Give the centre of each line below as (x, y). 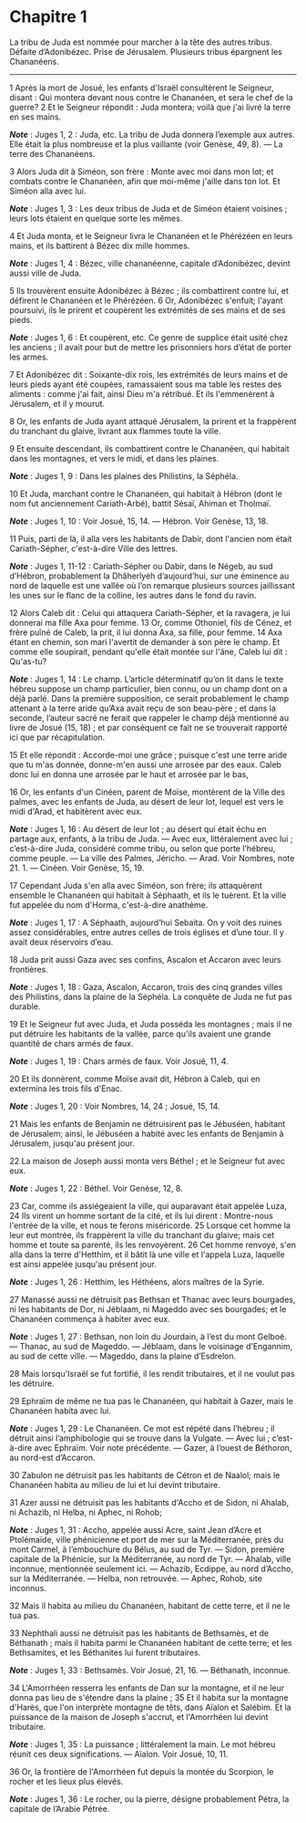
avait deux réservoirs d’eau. (61, 942)
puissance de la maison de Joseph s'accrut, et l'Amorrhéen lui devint (139, 1716)
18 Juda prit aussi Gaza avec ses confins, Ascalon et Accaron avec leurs (145, 959)
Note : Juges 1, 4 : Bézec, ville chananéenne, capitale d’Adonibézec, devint (150, 263)
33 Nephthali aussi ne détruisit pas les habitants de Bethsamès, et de (139, 1633)
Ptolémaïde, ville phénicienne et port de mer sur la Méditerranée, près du (147, 1539)
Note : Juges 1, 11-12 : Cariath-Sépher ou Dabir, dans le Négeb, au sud (141, 566)
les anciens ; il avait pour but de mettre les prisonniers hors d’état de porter (151, 347)
